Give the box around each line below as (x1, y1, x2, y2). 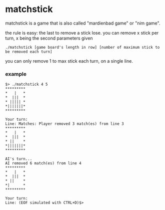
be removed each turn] (5, 49, 52, 54)
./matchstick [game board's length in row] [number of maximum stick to (5, 45, 160, 50)
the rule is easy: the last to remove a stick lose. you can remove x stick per (5, 30, 159, 36)
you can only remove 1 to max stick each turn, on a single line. (5, 58, 133, 64)
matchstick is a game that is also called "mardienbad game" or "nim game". (5, 20, 160, 26)
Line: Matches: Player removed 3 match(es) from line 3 (5, 121, 124, 126)
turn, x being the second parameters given (5, 35, 93, 41)
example (5, 70, 26, 77)
